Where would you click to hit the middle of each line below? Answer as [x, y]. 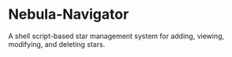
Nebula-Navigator [69, 14]
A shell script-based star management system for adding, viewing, [116, 36]
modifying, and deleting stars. [57, 44]
